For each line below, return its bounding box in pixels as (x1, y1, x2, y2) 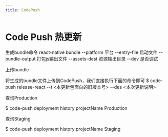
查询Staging (5, 115, 31, 122)
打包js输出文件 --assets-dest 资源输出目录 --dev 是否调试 (36, 55, 158, 62)
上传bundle (5, 66, 29, 72)
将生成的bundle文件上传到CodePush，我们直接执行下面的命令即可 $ (5, 77, 150, 84)
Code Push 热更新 (5, 31, 82, 43)
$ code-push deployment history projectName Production (5, 105, 128, 111)
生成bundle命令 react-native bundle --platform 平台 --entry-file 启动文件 (5, 49, 158, 55)
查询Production (5, 94, 37, 101)
